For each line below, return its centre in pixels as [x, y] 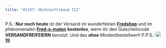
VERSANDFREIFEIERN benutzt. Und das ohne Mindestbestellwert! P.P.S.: [80, 35]
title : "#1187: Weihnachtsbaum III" [43, 10]
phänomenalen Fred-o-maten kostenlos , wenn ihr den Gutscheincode [77, 29]
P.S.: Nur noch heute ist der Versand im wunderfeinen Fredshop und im [79, 24]
